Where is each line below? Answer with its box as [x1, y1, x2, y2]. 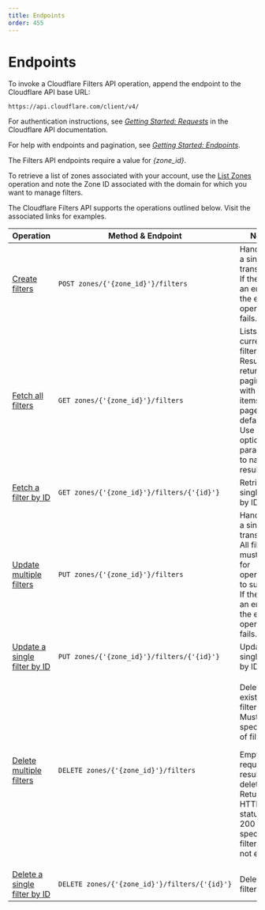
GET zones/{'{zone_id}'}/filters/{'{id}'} [58, 488, 220, 497]
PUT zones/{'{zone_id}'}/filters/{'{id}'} [58, 652, 220, 662]
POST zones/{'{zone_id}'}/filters [58, 279, 188, 289]
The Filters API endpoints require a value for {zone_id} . [8, 156, 187, 165]
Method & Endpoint [107, 230, 183, 241]
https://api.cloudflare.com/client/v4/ [8, 103, 140, 111]
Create [12, 274, 38, 285]
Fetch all [12, 390, 43, 401]
